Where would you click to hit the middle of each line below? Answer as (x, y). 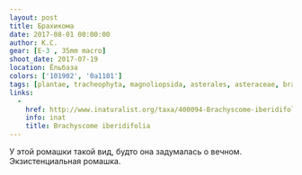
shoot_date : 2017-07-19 (54, 59)
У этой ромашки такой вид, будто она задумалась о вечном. (126, 152)
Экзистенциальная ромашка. (65, 161)
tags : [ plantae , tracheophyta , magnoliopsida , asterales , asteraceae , (144, 84)
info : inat (46, 118)
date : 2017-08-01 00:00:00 (60, 34)
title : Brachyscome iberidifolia (88, 127)
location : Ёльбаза (44, 68)
